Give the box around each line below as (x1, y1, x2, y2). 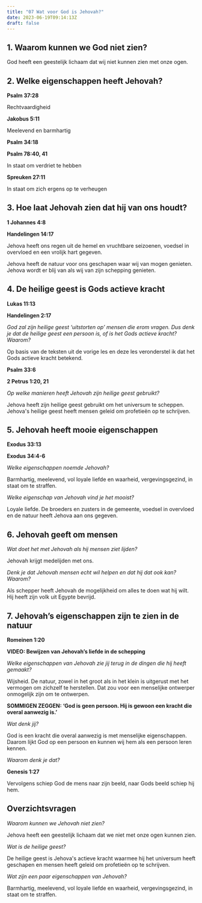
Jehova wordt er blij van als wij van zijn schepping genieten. (7, 266, 156, 274)
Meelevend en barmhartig (7, 127, 71, 134)
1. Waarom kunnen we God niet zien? (7, 42, 148, 52)
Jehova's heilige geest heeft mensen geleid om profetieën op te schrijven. (7, 407, 191, 415)
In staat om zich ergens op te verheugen (7, 185, 108, 192)
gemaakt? (7, 666, 32, 673)
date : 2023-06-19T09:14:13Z (7, 14, 78, 20)
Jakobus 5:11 (7, 115, 40, 122)
